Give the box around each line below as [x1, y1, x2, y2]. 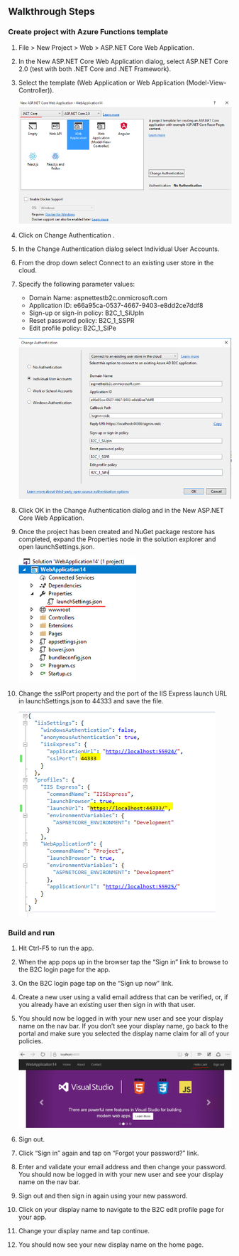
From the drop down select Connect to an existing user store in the [18, 258, 214, 267]
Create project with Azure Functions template [8, 27, 169, 37]
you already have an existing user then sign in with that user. [18, 1001, 196, 1008]
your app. [18, 1213, 47, 1222]
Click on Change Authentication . [18, 230, 116, 239]
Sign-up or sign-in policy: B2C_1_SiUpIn [28, 309, 145, 317]
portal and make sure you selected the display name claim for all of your [18, 1029, 230, 1038]
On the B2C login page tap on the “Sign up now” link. [18, 979, 174, 987]
